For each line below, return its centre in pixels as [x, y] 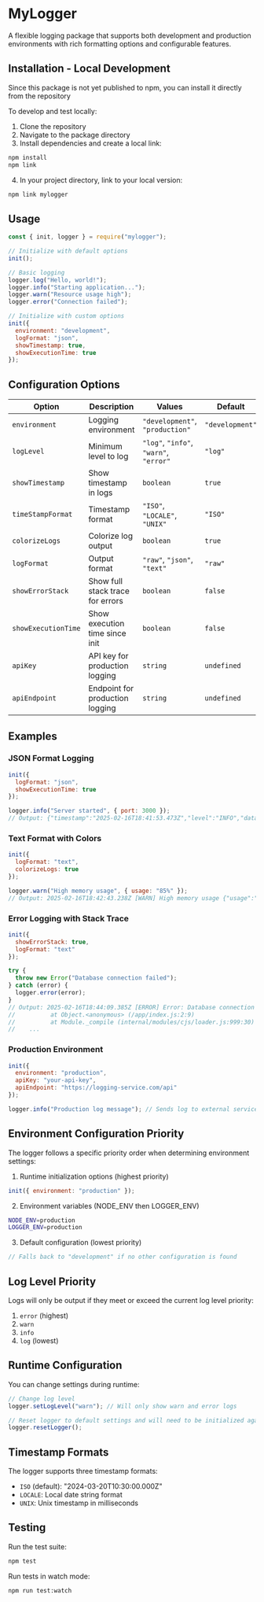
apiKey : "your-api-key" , [56, 1080]
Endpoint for [111, 688]
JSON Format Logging [51, 759]
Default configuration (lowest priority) [81, 1242]
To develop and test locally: [53, 111]
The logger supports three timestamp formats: [83, 1471]
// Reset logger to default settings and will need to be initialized [126, 1420]
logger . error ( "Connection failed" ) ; [68, 302]
